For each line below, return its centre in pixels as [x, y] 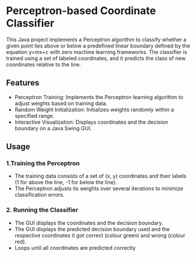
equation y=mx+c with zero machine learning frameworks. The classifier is [97, 52]
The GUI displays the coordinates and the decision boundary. [89, 223]
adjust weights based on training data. [61, 103]
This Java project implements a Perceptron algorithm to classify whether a [96, 39]
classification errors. [39, 195]
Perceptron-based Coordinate [81, 11]
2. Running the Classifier [42, 210]
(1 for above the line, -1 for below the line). [66, 182]
